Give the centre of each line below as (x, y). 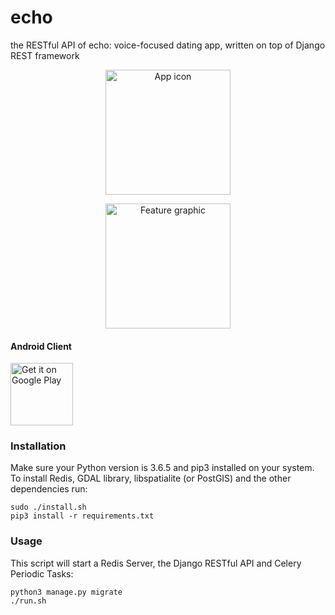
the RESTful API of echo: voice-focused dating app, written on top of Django (168, 45)
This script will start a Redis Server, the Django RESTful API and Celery (156, 563)
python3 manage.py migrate (66, 592)
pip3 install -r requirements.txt (82, 516)
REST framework (45, 55)
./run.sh (28, 601)
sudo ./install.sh (48, 507)
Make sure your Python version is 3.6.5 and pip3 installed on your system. (162, 468)
